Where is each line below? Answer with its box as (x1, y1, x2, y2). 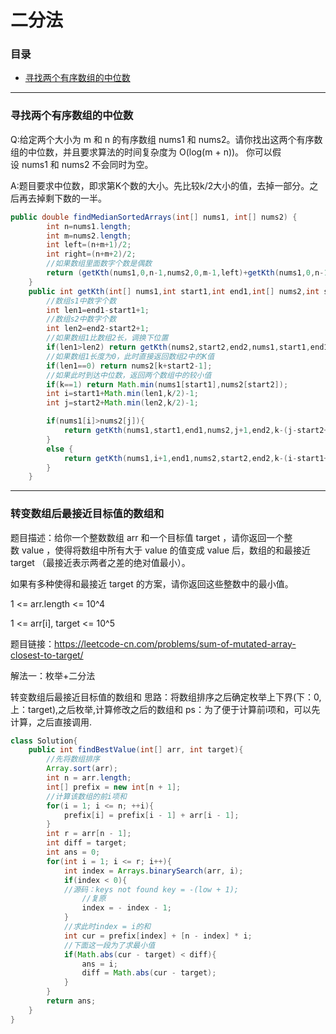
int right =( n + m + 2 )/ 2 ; (46, 249, 137, 260)
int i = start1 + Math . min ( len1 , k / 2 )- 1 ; (46, 389, 199, 399)
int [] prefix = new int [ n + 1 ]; (46, 782, 182, 792)
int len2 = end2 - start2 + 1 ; (46, 324, 150, 334)
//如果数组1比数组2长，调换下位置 (46, 333, 169, 343)
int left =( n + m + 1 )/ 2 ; (46, 240, 132, 250)
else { (46, 444, 74, 454)
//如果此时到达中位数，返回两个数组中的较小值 (46, 370, 212, 380)
